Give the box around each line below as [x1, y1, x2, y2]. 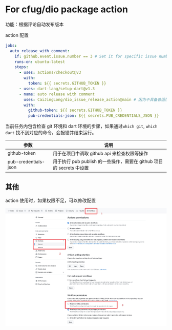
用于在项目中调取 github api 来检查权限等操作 [53, 150, 148, 156]
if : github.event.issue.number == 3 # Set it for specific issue [14, 54, 157, 59]
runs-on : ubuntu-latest [14, 59, 66, 65]
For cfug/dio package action [5, 4, 128, 15]
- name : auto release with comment [18, 91, 95, 97]
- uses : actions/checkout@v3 [18, 70, 81, 75]
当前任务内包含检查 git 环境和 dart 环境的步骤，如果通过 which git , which [5, 123, 158, 129]
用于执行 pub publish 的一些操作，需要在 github [53, 158, 153, 164]
